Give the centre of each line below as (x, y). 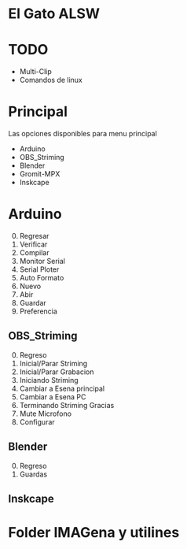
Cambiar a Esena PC (53, 397)
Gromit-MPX (40, 174)
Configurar (37, 421)
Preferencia (38, 311)
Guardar (33, 303)
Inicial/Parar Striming (53, 363)
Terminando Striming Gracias (67, 405)
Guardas (33, 474)
